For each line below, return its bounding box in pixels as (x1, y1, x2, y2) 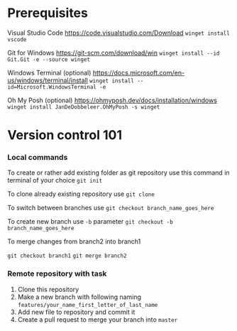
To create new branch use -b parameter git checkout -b (7, 217, 174, 226)
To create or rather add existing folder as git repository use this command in (7, 168, 230, 177)
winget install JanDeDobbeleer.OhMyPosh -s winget (7, 103, 160, 111)
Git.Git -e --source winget (7, 55, 91, 63)
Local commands (7, 153, 68, 163)
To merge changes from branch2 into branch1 (7, 237, 141, 246)
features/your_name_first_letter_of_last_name (17, 301, 158, 308)
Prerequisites (7, 5, 89, 21)
